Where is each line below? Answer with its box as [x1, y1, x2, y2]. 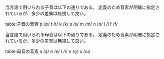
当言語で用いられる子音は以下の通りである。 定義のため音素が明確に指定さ [5, 4, 160, 10]
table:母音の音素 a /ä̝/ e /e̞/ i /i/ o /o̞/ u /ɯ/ [5, 49, 90, 54]
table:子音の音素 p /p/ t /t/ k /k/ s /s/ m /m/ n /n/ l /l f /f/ [5, 21, 118, 27]
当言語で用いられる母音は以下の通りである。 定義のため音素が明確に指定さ [5, 32, 160, 37]
